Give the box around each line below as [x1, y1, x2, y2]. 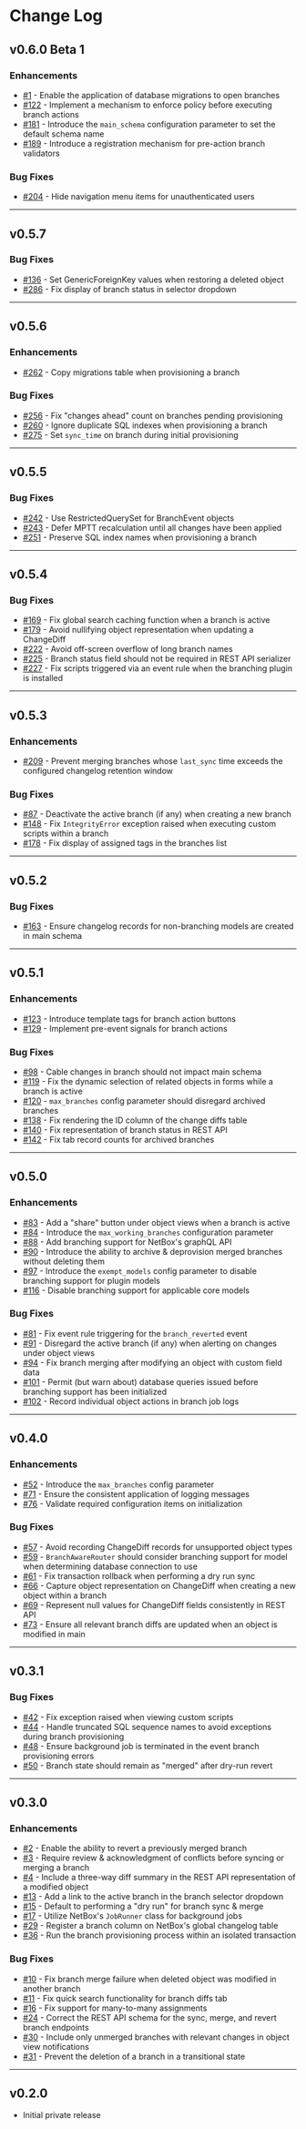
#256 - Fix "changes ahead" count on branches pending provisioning [22, 410, 284, 421]
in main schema [22, 930, 83, 941]
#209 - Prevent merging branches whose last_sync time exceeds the [22, 755, 284, 766]
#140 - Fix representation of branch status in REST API [22, 1124, 228, 1135]
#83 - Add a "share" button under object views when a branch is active [22, 1217, 291, 1227]
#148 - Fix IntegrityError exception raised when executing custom [22, 819, 277, 830]
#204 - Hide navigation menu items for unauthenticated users [22, 191, 255, 202]
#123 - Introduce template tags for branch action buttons [22, 1013, 237, 1024]
